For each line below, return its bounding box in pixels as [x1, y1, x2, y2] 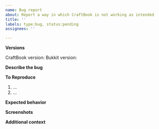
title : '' [5, 17, 27, 22]
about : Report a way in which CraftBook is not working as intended [5, 12, 154, 17]
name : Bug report [5, 7, 42, 13]
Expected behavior [5, 100, 47, 106]
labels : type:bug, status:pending [5, 21, 79, 27]
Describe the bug [5, 64, 43, 71]
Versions [5, 45, 25, 51]
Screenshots [5, 109, 33, 115]
